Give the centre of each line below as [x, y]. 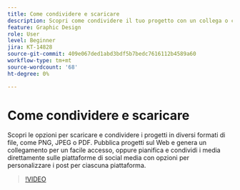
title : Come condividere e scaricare [64, 14]
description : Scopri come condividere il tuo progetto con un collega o [118, 21]
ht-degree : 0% [29, 74]
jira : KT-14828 [30, 47]
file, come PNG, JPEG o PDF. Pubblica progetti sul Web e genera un [107, 143]
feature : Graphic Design [44, 27]
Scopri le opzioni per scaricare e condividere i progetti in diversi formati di [116, 135]
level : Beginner [31, 41]
